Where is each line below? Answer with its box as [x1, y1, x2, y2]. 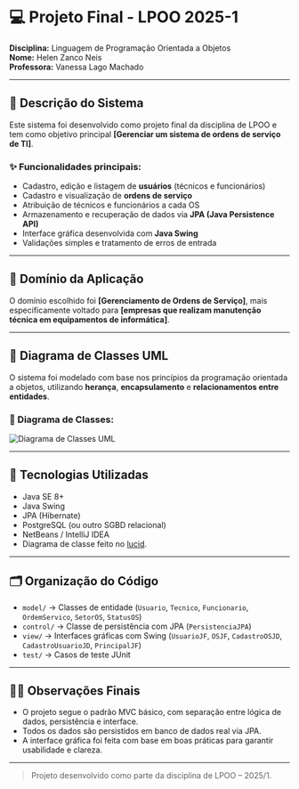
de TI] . [9, 138, 34, 149]
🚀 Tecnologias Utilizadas [9, 468, 149, 483]
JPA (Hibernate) [21, 509, 82, 521]
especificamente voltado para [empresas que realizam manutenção [9, 305, 262, 315]
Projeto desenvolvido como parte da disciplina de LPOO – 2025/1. [30, 770, 272, 781]
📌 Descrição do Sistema [9, 95, 144, 111]
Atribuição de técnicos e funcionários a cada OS [21, 199, 200, 210]
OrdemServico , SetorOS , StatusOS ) [21, 611, 142, 622]
